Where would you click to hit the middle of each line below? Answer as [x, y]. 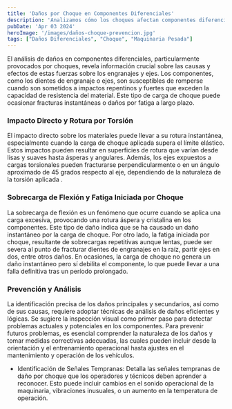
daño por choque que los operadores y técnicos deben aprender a [112, 376]
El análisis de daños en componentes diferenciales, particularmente [104, 59]
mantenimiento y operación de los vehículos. [71, 355]
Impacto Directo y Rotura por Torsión [70, 121]
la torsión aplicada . [35, 179]
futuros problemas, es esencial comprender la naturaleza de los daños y [110, 333]
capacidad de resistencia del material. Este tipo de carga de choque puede [114, 96]
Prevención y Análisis [44, 289]
